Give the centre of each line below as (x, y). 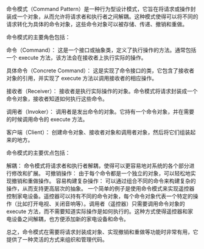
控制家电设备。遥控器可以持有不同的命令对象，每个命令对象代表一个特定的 (100, 196)
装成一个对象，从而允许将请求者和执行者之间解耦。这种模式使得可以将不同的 (102, 16)
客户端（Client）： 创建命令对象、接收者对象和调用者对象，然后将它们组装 (98, 132)
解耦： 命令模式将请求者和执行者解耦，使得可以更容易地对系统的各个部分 (98, 166)
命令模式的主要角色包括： (38, 37)
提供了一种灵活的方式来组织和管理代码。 (57, 240)
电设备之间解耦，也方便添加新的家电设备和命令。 (68, 219)
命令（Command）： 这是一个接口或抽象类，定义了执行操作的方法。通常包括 (101, 50)
